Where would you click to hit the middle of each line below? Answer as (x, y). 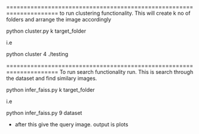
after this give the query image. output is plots (71, 124)
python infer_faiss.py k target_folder (50, 90)
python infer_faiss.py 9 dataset (44, 113)
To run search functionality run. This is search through (126, 72)
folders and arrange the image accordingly (59, 19)
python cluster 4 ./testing (37, 54)
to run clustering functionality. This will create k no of (125, 13)
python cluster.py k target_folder (46, 31)
